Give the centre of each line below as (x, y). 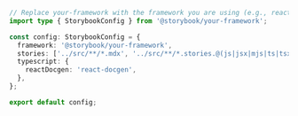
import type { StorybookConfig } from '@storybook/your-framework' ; (138, 21)
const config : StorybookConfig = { (75, 37)
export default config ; (53, 102)
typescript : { (43, 62)
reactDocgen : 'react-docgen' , (81, 70)
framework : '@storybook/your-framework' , (95, 45)
